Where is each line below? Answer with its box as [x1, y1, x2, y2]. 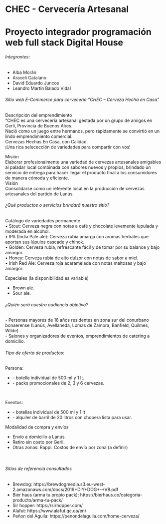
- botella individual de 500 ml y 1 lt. [12, 375, 85, 381]
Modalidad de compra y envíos [5, 424, 69, 430]
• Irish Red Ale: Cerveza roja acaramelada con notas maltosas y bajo [5, 260, 146, 266]
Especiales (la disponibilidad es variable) [5, 275, 89, 281]
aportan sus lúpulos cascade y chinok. [5, 239, 85, 245]
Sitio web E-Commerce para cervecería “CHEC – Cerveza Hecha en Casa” [5, 96, 160, 103]
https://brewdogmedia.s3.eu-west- [33, 481, 106, 487]
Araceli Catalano [12, 74, 46, 80]
